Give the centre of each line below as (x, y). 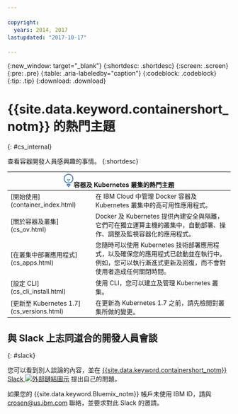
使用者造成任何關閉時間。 (133, 272)
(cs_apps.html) (32, 263)
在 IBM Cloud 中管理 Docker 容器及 (146, 196)
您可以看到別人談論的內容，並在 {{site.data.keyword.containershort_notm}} (117, 370)
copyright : (23, 22)
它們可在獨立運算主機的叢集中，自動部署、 (158, 225)
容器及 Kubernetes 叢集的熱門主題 (124, 185)
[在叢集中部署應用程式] (44, 254)
